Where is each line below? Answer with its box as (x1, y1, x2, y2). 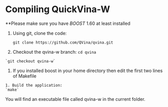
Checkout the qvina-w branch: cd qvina (12, 49, 97, 55)
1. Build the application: (5, 83, 63, 88)
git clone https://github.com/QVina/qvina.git (12, 40, 114, 45)
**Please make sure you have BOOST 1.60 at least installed (5, 20, 131, 26)
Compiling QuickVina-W (5, 4, 110, 15)
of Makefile (12, 73, 37, 79)
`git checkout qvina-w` (5, 58, 56, 64)
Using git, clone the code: (12, 30, 67, 36)
